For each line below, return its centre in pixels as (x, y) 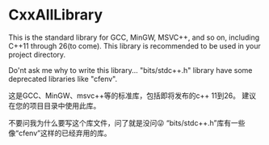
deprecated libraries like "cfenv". (63, 79)
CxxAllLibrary (56, 15)
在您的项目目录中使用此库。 (55, 105)
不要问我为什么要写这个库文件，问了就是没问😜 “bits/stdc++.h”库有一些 (127, 122)
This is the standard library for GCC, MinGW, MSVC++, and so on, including (134, 37)
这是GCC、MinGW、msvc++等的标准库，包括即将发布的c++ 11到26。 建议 (132, 96)
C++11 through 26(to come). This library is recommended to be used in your (134, 45)
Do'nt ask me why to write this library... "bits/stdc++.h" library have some (130, 70)
